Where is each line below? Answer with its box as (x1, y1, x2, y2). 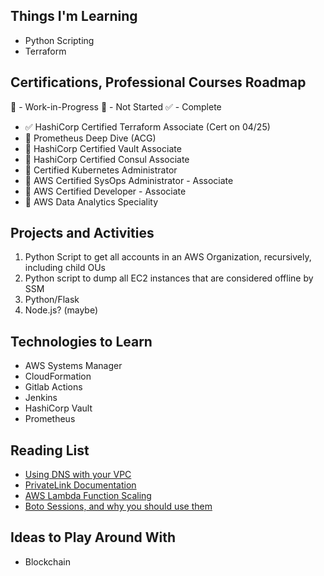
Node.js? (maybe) (24, 304, 99, 316)
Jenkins (24, 392, 58, 404)
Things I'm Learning (10, 8, 138, 25)
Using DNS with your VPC (24, 469, 132, 481)
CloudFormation (24, 370, 92, 383)
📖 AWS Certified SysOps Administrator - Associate (24, 174, 234, 186)
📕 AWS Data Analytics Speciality (24, 195, 159, 208)
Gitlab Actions (24, 381, 83, 393)
